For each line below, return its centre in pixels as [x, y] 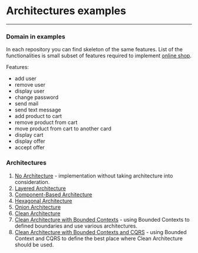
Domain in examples [36, 37]
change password [37, 97]
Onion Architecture [37, 207]
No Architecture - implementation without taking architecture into [94, 176]
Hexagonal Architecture [43, 201]
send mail [27, 104]
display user [29, 91]
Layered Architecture [40, 188]
